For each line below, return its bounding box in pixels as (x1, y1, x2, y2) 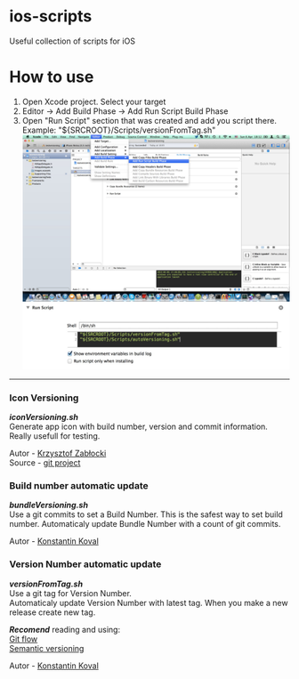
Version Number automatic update (9, 558, 162, 570)
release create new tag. (9, 607, 96, 618)
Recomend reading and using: (9, 624, 121, 635)
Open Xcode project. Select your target (21, 96, 166, 107)
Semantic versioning (9, 643, 85, 653)
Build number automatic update (9, 479, 149, 491)
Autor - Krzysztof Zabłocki (9, 448, 107, 458)
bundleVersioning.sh (9, 500, 89, 511)
